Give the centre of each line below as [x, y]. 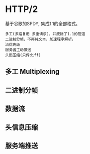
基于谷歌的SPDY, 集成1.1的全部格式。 [43, 23]
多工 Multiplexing [32, 72]
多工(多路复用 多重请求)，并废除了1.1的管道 [45, 34]
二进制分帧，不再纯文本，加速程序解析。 [40, 39]
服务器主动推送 [18, 50]
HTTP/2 [22, 9]
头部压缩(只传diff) [23, 55]
